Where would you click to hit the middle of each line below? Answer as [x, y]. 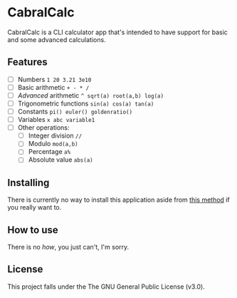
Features [27, 62]
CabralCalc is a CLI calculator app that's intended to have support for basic [117, 32]
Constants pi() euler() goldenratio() [75, 112]
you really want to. [35, 207]
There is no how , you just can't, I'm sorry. [68, 247]
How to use [33, 230]
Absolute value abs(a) [61, 160]
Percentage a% [49, 152]
